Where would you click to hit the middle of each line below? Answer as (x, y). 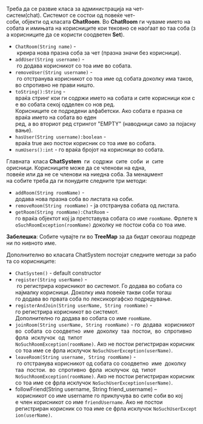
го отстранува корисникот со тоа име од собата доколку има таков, (105, 79)
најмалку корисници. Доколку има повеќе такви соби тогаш (93, 292)
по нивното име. (35, 243)
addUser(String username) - (50, 59)
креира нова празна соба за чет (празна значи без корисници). (99, 53)
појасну (186, 124)
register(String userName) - (51, 279)
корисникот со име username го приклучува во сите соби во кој (100, 395)
